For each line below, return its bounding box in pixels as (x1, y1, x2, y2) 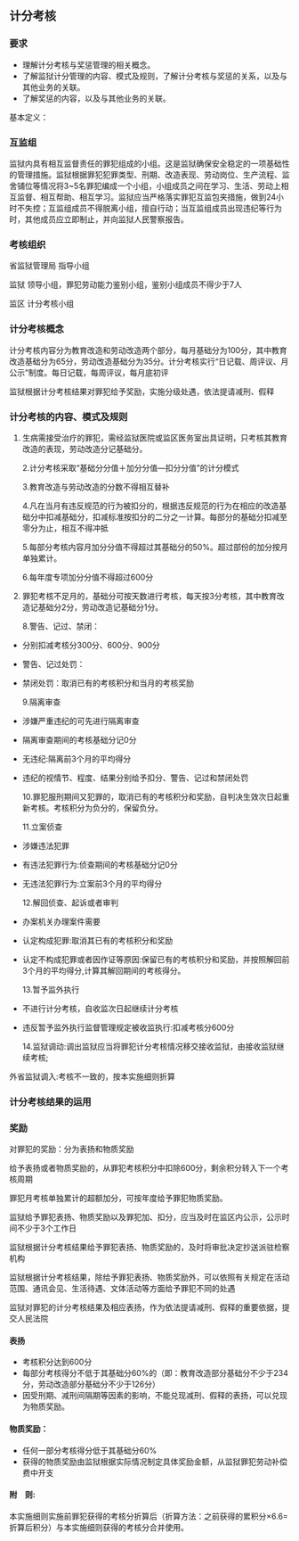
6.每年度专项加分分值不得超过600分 (21, 572, 154, 582)
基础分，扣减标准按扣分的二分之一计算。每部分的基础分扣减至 (61, 511, 287, 522)
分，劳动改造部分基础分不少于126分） (21, 1379, 160, 1389)
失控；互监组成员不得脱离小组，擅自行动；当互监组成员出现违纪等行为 (24, 202, 282, 213)
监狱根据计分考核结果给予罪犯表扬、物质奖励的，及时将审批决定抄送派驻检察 (9, 1242, 290, 1253)
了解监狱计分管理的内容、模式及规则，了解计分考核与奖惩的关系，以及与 (21, 70, 287, 81)
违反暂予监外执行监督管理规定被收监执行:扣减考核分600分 (21, 1022, 235, 1033)
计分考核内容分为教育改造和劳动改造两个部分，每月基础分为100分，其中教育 (9, 344, 287, 355)
